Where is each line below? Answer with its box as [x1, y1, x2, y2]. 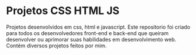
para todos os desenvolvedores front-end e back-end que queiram [6, 29, 169, 36]
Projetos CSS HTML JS [6, 4, 120, 18]
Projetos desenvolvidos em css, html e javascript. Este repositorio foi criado [6, 23, 191, 30]
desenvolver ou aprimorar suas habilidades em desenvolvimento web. [6, 36, 177, 43]
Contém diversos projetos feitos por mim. [6, 42, 107, 49]
